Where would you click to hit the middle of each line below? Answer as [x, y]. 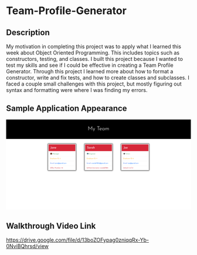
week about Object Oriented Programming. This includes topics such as [93, 53]
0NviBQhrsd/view [27, 246]
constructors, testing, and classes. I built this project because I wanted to [95, 59]
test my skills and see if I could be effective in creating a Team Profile [90, 65]
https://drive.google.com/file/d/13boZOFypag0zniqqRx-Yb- [78, 240]
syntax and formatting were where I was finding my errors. [77, 90]
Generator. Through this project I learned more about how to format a [90, 71]
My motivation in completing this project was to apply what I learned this [94, 46]
